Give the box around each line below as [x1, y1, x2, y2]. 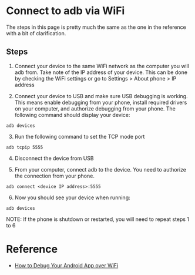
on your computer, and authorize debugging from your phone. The [14, 105, 176, 112]
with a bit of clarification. [6, 29, 66, 36]
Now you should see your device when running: [14, 194, 130, 201]
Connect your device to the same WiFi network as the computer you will [14, 62, 190, 69]
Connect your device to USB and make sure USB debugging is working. [14, 92, 188, 99]
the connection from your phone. [14, 172, 95, 179]
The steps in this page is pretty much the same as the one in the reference [6, 24, 187, 31]
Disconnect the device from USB [14, 155, 94, 162]
